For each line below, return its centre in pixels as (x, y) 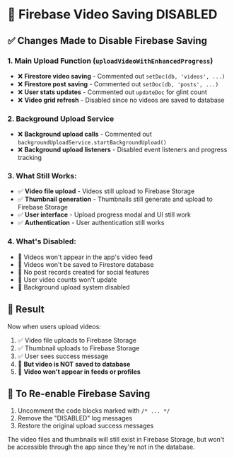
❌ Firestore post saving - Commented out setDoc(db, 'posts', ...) (118, 84)
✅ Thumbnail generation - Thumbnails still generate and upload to (115, 199)
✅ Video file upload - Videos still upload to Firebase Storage (106, 191)
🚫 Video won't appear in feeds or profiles (79, 372)
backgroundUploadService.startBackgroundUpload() (92, 143)
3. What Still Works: (42, 176)
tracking (30, 158)
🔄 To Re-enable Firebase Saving (79, 393)
